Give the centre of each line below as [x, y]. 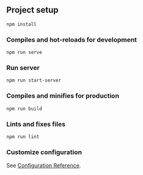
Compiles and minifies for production [63, 96]
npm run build [24, 109]
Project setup [33, 10]
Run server [23, 68]
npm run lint [23, 137]
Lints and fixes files [36, 124]
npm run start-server [34, 80]
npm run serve [24, 52]
